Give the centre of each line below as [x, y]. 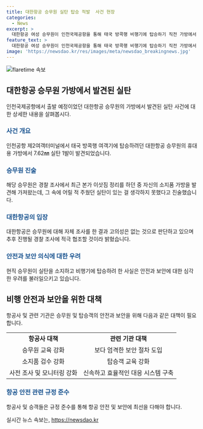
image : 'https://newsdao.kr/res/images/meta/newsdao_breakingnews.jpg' [98, 52]
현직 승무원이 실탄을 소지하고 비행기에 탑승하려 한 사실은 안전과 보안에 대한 [95, 270]
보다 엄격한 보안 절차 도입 [128, 350]
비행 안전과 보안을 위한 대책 [54, 299]
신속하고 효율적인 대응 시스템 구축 [128, 372]
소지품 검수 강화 [43, 361]
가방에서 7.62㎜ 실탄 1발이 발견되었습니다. [62, 153]
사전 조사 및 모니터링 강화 [43, 372]
